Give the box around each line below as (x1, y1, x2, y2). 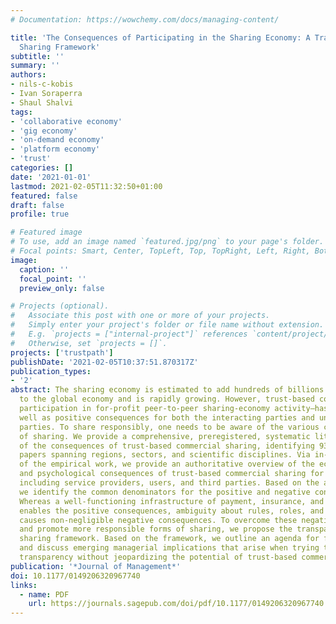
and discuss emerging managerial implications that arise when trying (19, 543, 320, 553)
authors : (10, 70, 47, 80)
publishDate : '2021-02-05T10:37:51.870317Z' (10, 357, 199, 367)
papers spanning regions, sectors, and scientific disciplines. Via (19, 450, 311, 460)
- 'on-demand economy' (10, 135, 105, 145)
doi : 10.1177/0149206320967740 (10, 571, 141, 581)
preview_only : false (19, 283, 105, 293)
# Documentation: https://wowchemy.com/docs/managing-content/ (10, 14, 280, 25)
